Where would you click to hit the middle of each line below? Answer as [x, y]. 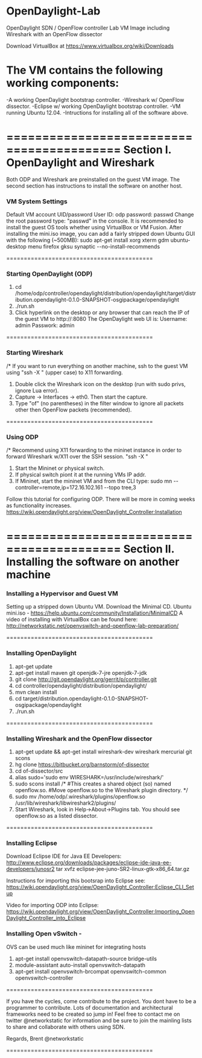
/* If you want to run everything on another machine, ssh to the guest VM [97, 366]
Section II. [149, 549]
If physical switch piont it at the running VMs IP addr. [80, 474]
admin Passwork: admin [45, 325]
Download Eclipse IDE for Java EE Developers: [64, 856]
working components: [63, 83]
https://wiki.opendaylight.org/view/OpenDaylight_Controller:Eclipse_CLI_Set [100, 887]
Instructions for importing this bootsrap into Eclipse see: [76, 881]
